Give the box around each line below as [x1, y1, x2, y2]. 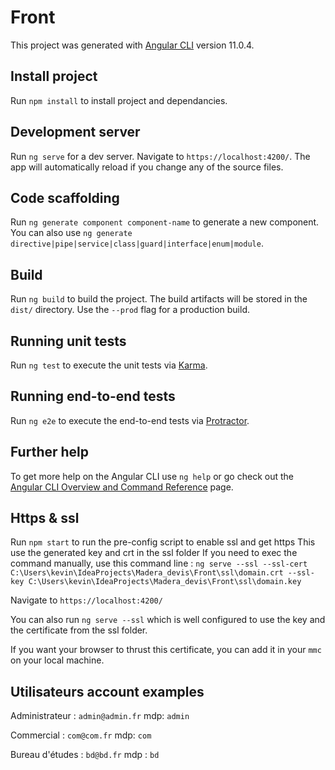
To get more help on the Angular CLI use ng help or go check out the [10, 470, 294, 482]
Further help [10, 444, 90, 461]
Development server [10, 124, 141, 141]
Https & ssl [10, 510, 80, 527]
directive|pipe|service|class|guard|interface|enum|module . [10, 237, 264, 250]
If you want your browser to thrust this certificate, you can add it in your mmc [10, 644, 322, 656]
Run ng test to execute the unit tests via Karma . [10, 359, 208, 371]
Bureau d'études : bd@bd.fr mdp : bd [10, 749, 160, 761]
